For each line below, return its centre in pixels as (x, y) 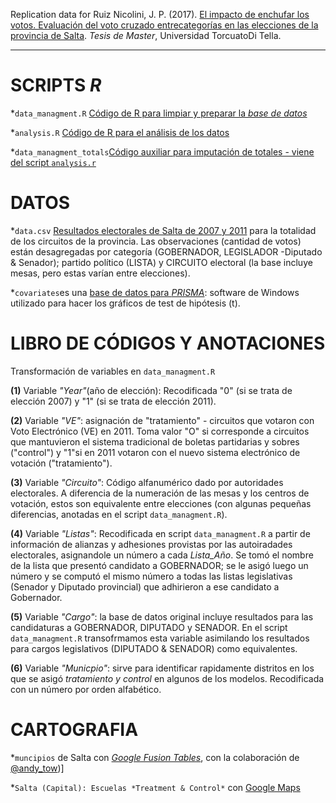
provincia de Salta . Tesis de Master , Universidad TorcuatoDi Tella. (146, 35)
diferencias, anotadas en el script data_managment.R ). (119, 514)
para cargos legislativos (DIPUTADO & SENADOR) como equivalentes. (154, 648)
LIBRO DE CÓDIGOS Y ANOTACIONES (168, 343)
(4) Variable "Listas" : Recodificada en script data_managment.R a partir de (160, 533)
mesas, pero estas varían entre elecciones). (100, 273)
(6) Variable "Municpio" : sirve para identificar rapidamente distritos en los (162, 668)
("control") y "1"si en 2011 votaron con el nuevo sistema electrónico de (155, 452)
